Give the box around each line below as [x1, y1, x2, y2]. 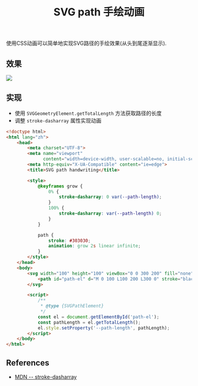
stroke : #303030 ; [48, 237, 91, 243]
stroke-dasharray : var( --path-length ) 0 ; [58, 210, 162, 217]
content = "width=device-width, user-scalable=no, [43, 156, 165, 162]
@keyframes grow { [37, 183, 83, 189]
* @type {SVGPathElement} [40, 303, 104, 309]
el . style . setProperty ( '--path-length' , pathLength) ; [37, 325, 170, 331]
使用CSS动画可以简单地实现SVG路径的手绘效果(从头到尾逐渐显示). [6, 39, 167, 47]
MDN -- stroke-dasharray [14, 374, 77, 380]
